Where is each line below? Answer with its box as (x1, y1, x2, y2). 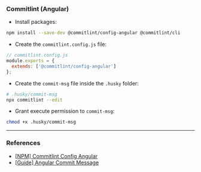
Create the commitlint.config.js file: (14, 41, 107, 48)
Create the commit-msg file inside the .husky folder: (14, 79, 139, 87)
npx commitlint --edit (6, 97, 63, 103)
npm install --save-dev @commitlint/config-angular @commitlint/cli (6, 30, 181, 36)
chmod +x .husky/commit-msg (6, 119, 77, 125)
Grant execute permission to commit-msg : (14, 107, 115, 115)
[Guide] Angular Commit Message (14, 159, 99, 166)
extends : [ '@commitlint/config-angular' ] (11, 63, 117, 69)
